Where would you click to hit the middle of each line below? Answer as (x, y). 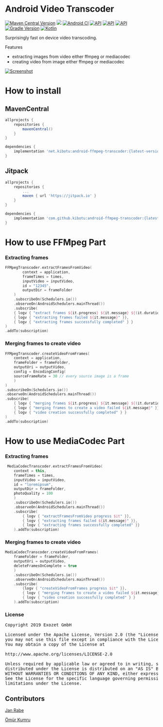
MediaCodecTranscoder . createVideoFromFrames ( (52, 552)
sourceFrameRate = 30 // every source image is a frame (72, 376)
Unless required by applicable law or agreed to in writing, (79, 664)
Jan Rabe (15, 710)
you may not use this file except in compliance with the (75, 640)
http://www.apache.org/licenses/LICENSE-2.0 (59, 654)
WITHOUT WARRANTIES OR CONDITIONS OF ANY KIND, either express (82, 674)
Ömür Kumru (18, 720)
